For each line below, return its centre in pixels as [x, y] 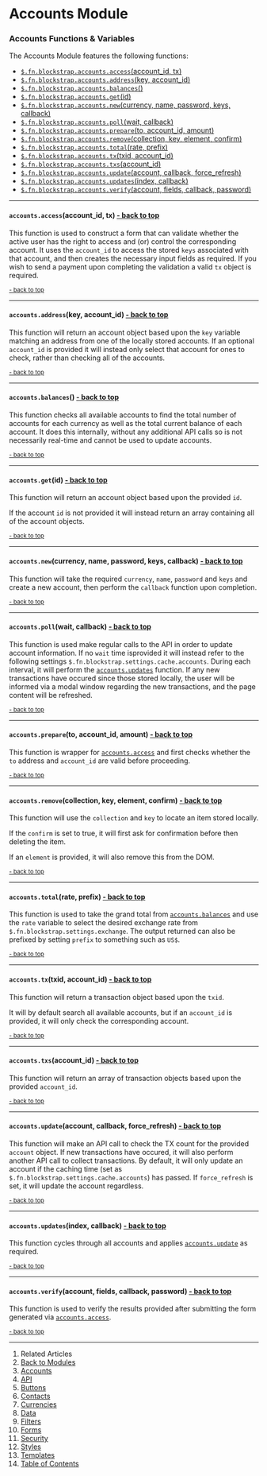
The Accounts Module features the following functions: [99, 56]
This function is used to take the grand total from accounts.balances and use [134, 914]
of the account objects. [47, 521]
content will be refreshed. [51, 695]
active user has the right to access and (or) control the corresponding [123, 241]
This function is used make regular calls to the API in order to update [121, 644]
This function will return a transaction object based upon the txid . [117, 997]
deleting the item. [38, 842]
